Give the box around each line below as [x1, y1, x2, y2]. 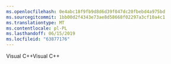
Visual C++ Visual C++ [6, 53, 60, 59]
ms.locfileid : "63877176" [6, 36, 70, 42]
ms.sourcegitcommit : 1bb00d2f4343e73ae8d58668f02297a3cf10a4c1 [6, 14, 166, 20]
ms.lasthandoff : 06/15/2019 [6, 31, 76, 37]
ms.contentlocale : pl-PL [6, 25, 67, 31]
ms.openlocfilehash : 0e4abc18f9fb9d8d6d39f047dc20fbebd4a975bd [6, 8, 166, 15]
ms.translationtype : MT [6, 20, 65, 25]
